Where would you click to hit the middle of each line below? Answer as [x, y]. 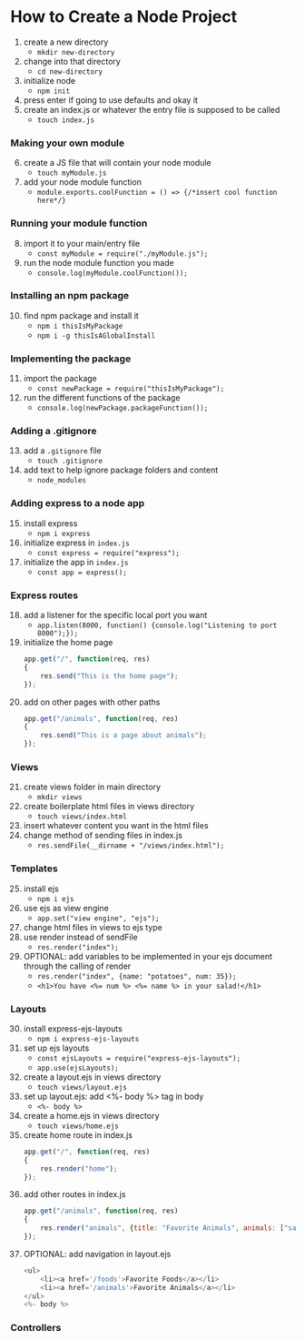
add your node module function [82, 182]
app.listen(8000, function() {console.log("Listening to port [157, 625]
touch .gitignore [70, 462]
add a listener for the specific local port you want [115, 615]
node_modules [62, 481]
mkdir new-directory [76, 52]
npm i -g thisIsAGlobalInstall [96, 335]
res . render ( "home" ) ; [79, 1168]
